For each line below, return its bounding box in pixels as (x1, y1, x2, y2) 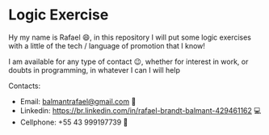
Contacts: (8, 81, 41, 91)
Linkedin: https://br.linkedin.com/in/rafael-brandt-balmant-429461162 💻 (19, 105, 262, 115)
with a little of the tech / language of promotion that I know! (8, 40, 206, 50)
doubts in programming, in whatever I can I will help (8, 65, 180, 74)
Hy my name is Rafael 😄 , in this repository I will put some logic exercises (8, 32, 252, 42)
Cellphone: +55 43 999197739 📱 (19, 117, 128, 127)
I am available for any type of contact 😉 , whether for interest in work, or (8, 57, 249, 66)
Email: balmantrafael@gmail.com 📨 (19, 96, 137, 106)
